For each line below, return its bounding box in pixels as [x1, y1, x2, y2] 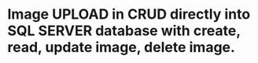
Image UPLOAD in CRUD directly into [7, 5, 251, 23]
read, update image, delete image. [7, 39, 235, 56]
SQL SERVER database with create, [7, 22, 241, 40]
